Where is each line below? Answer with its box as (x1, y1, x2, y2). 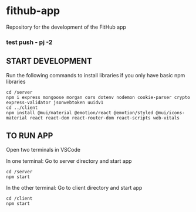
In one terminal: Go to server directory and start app (6, 158, 132, 165)
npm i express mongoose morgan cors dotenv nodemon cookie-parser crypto (6, 94, 191, 100)
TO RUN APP (6, 131, 53, 141)
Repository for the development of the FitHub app (6, 23, 126, 30)
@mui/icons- (156, 110, 185, 115)
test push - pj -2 (6, 38, 53, 46)
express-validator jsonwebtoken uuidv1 (6, 100, 104, 105)
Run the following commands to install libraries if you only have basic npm (6, 71, 185, 78)
